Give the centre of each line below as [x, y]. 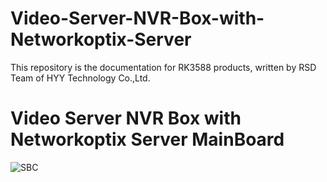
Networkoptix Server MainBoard [147, 139]
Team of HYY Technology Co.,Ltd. [80, 78]
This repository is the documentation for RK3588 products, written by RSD [163, 67]
